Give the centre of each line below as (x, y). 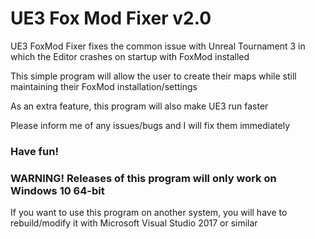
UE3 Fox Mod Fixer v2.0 (111, 18)
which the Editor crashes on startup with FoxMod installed (130, 56)
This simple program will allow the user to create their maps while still (153, 76)
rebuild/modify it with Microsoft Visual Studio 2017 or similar (134, 223)
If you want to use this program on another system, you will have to (149, 213)
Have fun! (34, 151)
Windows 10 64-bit (57, 190)
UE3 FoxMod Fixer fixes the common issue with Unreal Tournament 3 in (158, 46)
